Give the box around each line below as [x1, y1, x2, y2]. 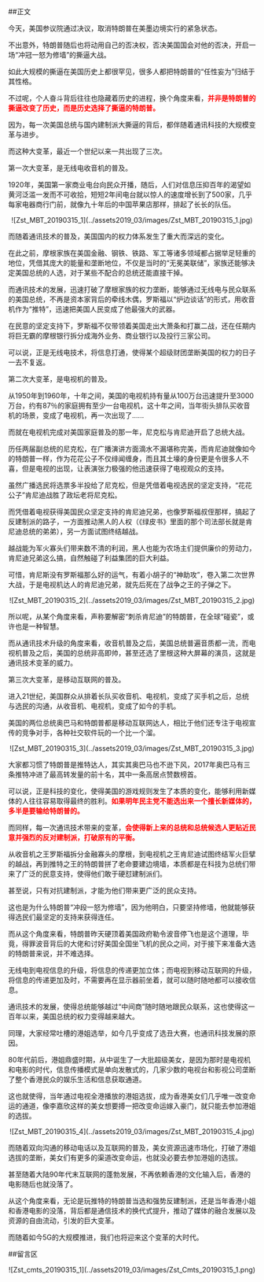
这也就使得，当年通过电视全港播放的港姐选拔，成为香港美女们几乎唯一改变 [8, 1092, 249, 1100]
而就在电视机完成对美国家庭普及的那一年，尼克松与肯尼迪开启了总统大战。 [8, 427, 249, 437]
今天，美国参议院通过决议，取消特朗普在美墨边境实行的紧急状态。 [8, 24, 222, 33]
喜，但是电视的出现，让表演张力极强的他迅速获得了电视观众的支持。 [8, 464, 229, 473]
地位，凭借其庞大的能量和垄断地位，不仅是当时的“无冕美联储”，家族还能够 [8, 258, 249, 268]
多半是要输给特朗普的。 [8, 806, 84, 815]
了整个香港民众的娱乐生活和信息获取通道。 [8, 1075, 146, 1084]
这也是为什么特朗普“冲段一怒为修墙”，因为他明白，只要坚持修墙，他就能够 [8, 903, 249, 911]
